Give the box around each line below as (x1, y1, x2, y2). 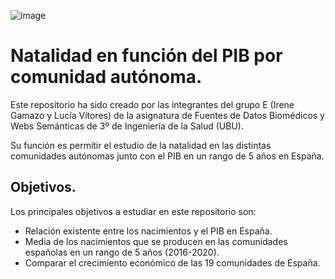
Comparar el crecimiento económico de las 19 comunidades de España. (24, 256, 321, 269)
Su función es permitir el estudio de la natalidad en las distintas (10, 139, 272, 151)
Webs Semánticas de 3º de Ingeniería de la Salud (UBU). (10, 120, 244, 132)
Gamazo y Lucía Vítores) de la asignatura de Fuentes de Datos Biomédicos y (10, 109, 325, 121)
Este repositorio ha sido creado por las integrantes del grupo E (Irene (10, 98, 295, 110)
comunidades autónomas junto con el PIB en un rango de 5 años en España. (10, 150, 325, 162)
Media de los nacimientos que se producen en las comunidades (24, 235, 288, 247)
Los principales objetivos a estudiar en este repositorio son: (10, 205, 257, 217)
